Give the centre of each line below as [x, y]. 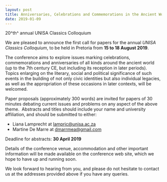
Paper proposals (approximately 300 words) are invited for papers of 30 [79, 99]
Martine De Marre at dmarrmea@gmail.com [57, 129]
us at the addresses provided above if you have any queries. [67, 174]
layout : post [19, 10]
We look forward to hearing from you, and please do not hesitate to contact [82, 169]
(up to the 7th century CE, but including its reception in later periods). [76, 68]
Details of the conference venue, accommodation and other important [77, 149]
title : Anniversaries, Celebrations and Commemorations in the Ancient [81, 14]
